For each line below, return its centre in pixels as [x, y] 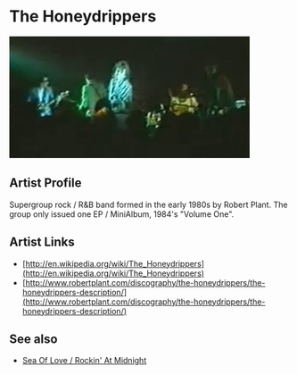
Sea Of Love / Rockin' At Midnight [84, 361]
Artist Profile [45, 183]
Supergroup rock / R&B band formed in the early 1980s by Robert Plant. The [148, 204]
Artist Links [42, 242]
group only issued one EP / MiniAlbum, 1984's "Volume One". [122, 214]
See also [33, 339]
